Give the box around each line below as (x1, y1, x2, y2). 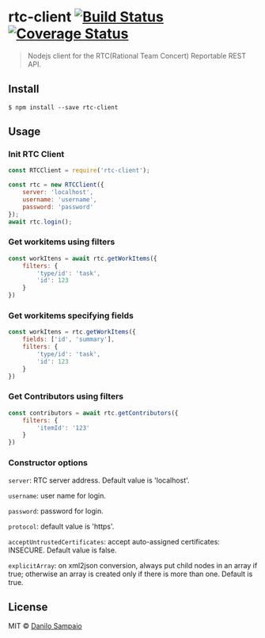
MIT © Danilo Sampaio (8, 621, 82, 631)
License (8, 600, 48, 613)
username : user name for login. (8, 491, 107, 500)
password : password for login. (8, 506, 104, 515)
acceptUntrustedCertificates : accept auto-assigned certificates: (8, 537, 220, 546)
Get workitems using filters (8, 236, 115, 247)
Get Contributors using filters (8, 391, 124, 402)
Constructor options (8, 457, 89, 468)
